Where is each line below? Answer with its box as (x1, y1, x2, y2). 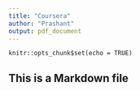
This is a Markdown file (8, 71, 129, 85)
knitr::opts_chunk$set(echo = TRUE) (8, 50, 133, 58)
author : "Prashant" (8, 19, 75, 28)
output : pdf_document (8, 27, 82, 35)
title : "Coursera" (8, 11, 71, 20)
